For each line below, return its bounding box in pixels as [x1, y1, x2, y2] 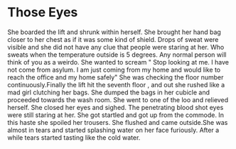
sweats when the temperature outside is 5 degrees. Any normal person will [7, 50, 227, 59]
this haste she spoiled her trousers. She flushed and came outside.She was [7, 118, 228, 126]
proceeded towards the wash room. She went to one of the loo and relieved [7, 95, 229, 104]
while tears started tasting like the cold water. [7, 133, 141, 142]
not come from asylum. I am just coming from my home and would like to [7, 65, 221, 74]
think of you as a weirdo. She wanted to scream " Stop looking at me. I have [7, 57, 230, 66]
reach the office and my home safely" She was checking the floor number [7, 72, 224, 82]
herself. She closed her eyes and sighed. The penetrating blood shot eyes [7, 103, 224, 111]
